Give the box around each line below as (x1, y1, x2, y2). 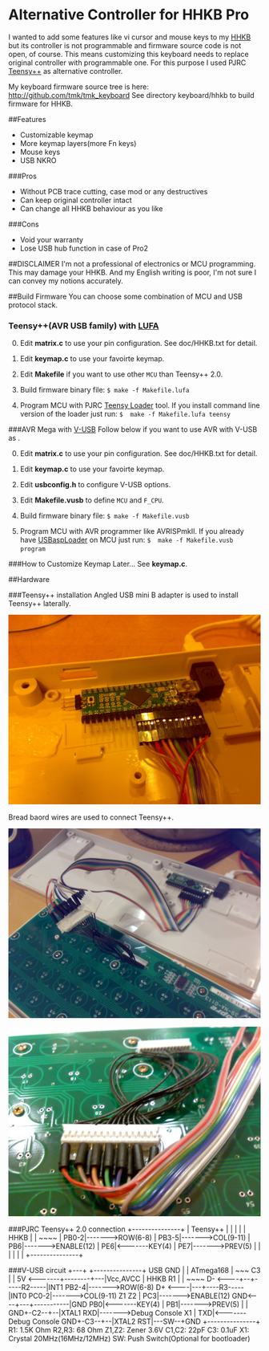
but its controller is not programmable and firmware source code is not (8, 40, 242, 50)
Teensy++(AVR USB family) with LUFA (8, 319, 159, 331)
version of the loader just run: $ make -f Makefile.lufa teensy (19, 409, 231, 419)
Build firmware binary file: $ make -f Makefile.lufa (19, 385, 190, 395)
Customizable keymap (19, 130, 94, 140)
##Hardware (8, 575, 50, 584)
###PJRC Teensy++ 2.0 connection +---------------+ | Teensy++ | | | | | (8, 1224, 247, 1234)
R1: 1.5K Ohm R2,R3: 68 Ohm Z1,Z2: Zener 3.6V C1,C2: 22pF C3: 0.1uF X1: (8, 1325, 250, 1335)
